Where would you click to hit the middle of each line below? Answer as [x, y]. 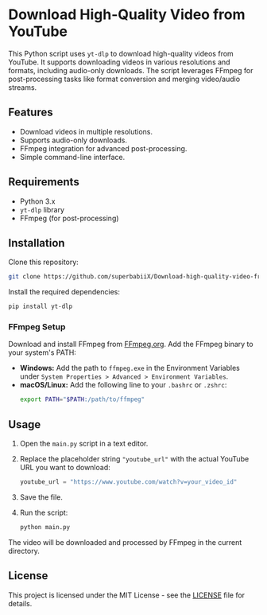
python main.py [45, 527]
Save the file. [41, 497]
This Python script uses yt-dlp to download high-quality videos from [121, 53]
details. [20, 603]
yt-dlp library [42, 209]
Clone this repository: [44, 262]
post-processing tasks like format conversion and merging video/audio [124, 79]
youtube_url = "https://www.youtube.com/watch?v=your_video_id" [128, 482]
